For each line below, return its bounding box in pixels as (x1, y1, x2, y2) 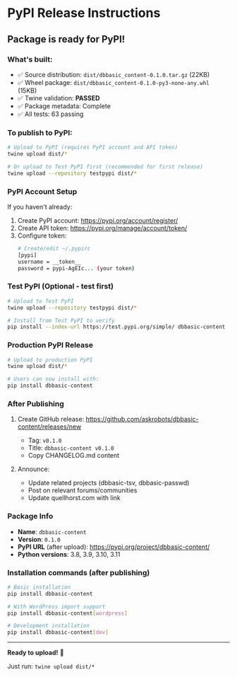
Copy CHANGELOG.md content (28, 451, 120, 460)
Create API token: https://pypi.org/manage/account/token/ (17, 224, 188, 232)
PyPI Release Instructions (7, 5, 161, 21)
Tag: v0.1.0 (28, 436, 62, 445)
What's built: (7, 54, 53, 64)
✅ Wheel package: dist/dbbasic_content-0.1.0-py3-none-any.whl (17, 78, 209, 86)
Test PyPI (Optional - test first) (7, 282, 114, 291)
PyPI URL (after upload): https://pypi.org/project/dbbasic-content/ (17, 543, 210, 551)
